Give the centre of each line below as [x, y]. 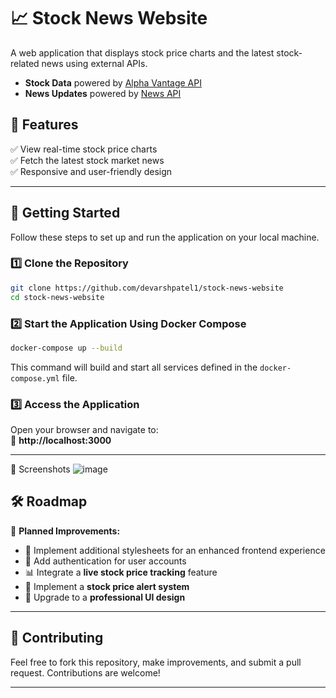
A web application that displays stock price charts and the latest [142, 52]
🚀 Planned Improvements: [65, 531]
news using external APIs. [94, 63]
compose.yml [35, 378]
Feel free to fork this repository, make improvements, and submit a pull [156, 662]
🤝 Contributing [57, 638]
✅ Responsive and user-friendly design [91, 171]
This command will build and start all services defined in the [134, 367]
